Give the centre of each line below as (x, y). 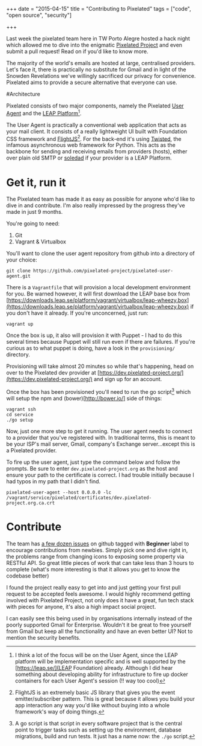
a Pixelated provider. (32, 450)
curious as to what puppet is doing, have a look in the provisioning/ (91, 348)
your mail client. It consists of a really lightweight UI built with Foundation (97, 131)
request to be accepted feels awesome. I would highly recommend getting (98, 594)
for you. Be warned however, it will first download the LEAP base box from (98, 294)
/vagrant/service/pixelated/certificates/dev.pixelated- (79, 498)
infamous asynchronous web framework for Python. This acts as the (91, 145)
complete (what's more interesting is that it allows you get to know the (93, 569)
